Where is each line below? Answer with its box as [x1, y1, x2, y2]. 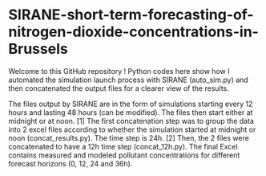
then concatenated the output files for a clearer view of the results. [8, 83, 230, 93]
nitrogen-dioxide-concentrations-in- [8, 23, 259, 41]
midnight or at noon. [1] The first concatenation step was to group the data [8, 116, 255, 125]
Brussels [8, 40, 68, 58]
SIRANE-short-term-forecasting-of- [8, 6, 254, 24]
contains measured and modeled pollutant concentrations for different [8, 150, 240, 160]
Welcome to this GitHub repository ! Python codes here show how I [8, 66, 230, 76]
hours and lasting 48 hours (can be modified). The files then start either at [8, 107, 253, 117]
